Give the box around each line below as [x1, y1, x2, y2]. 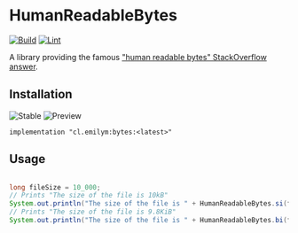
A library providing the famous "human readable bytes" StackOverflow [9, 51, 268, 62]
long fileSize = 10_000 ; [9, 183, 101, 191]
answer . [9, 61, 38, 72]
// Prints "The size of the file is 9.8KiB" [9, 207, 176, 217]
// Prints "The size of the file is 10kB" [9, 191, 169, 200]
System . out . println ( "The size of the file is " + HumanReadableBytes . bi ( [9, 216, 288, 225]
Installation [9, 87, 73, 102]
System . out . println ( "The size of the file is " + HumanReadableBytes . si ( [9, 199, 288, 208]
